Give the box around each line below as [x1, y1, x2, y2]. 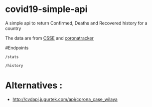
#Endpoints [5, 44, 29, 50]
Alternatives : [5, 80, 63, 91]
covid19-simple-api [5, 3, 88, 15]
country [5, 25, 21, 31]
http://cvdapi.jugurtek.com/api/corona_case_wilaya [12, 96, 118, 102]
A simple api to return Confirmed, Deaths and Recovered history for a [5, 20, 148, 26]
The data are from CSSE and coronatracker [5, 35, 94, 41]
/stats [5, 54, 19, 59]
